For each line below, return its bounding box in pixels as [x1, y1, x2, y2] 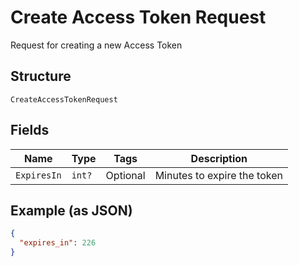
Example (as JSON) [10, 202, 133, 219]
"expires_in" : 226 [19, 238, 97, 248]
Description [190, 151, 248, 165]
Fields [10, 122, 50, 139]
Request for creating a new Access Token [10, 39, 183, 51]
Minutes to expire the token [154, 168, 283, 182]
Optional [105, 168, 146, 182]
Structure [10, 68, 72, 85]
